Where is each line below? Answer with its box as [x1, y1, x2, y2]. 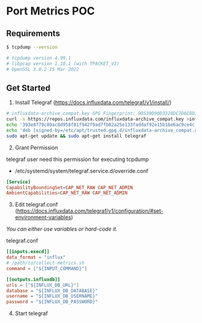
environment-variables [14, 214, 72, 221]
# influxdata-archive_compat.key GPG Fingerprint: [6, 110, 136, 117]
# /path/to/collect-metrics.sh [6, 260, 85, 266]
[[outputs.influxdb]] [6, 276, 61, 283]
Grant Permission [14, 143, 58, 151]
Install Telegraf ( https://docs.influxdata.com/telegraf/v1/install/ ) [14, 99, 172, 106]
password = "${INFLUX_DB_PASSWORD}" [6, 299, 98, 305]
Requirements [6, 28, 60, 39]
